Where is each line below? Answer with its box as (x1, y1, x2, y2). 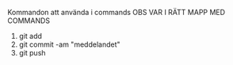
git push (18, 48, 46, 57)
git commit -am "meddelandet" (18, 40, 120, 49)
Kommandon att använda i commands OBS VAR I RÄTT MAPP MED (7, 8, 226, 17)
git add (18, 32, 43, 40)
